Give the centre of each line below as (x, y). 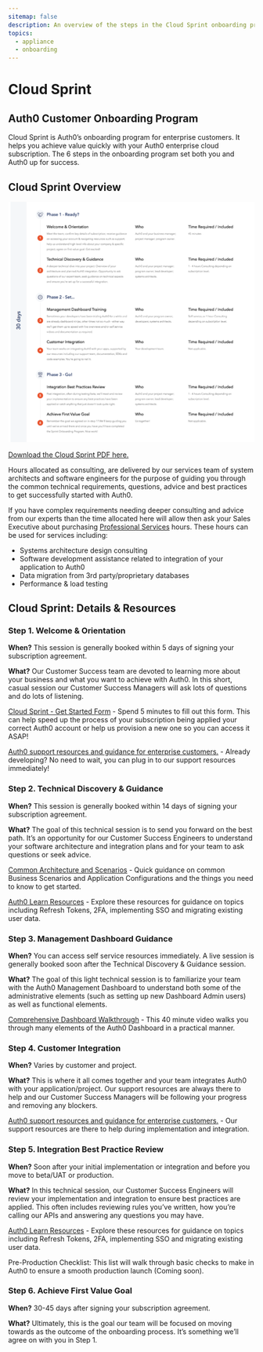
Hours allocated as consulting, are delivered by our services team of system (131, 470)
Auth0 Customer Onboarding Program (103, 118)
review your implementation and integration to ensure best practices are (124, 1198)
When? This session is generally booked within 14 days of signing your (122, 806)
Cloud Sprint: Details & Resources (92, 608)
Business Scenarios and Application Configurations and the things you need (131, 878)
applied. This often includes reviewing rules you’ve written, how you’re (122, 1207)
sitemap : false (33, 16)
